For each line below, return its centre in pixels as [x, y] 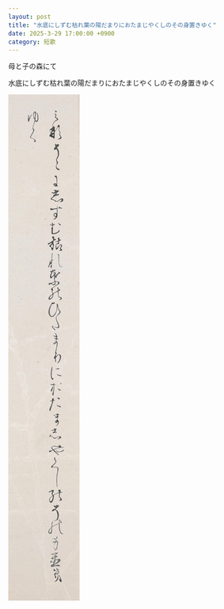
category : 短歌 [32, 42]
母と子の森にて [32, 66]
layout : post [30, 17]
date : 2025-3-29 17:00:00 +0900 [61, 33]
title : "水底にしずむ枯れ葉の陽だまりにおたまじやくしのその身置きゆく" [112, 25]
